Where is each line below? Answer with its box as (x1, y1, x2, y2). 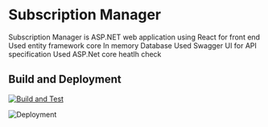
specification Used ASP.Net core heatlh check (8, 49, 162, 59)
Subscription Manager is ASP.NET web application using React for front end (8, 32, 260, 42)
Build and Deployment (8, 72, 122, 86)
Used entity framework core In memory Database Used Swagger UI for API (8, 40, 258, 50)
